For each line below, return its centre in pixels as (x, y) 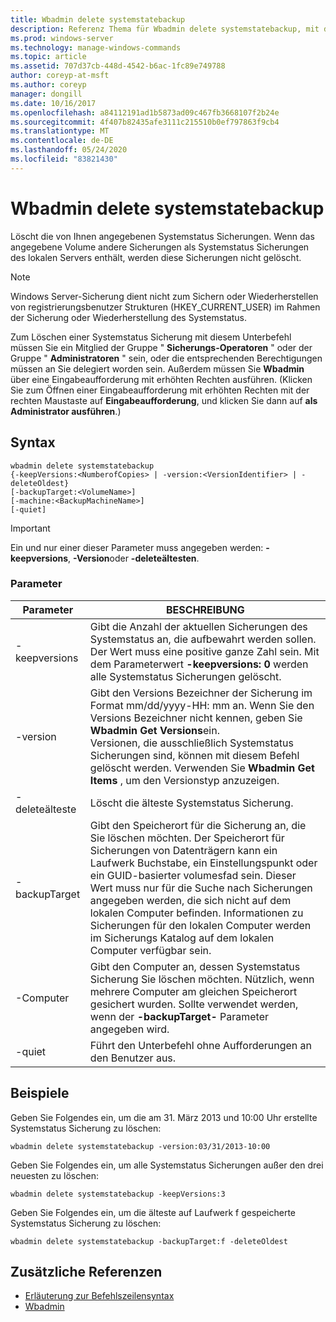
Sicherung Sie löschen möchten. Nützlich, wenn (202, 979)
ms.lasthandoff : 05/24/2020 (69, 150)
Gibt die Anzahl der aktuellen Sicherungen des (198, 626)
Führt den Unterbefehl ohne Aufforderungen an (201, 1045)
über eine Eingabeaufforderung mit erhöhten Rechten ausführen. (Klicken (161, 379)
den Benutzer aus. (133, 1058)
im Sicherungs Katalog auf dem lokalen (182, 938)
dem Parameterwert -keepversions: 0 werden (199, 664)
